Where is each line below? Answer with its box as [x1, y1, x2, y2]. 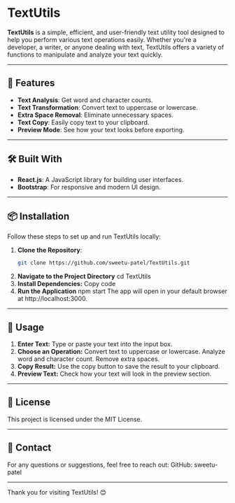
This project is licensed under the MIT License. [7, 415, 143, 423]
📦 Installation [7, 210, 70, 222]
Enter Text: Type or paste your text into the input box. [17, 340, 173, 348]
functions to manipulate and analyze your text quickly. [7, 50, 163, 59]
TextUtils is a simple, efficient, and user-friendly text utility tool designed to [7, 28, 225, 36]
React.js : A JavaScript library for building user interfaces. [17, 175, 184, 183]
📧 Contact [7, 442, 52, 454]
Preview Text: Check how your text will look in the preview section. [17, 369, 212, 378]
